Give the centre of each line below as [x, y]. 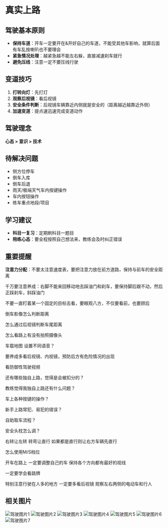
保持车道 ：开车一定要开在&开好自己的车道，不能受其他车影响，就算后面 [86, 43]
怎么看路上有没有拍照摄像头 [34, 335]
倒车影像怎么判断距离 [27, 314]
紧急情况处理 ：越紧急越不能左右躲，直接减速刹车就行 [67, 56]
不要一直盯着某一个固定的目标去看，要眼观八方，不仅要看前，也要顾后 [77, 303]
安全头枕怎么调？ [23, 431]
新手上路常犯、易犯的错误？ [34, 409]
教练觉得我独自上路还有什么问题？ [40, 388]
